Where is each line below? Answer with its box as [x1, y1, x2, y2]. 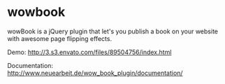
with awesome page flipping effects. [7, 34, 112, 42]
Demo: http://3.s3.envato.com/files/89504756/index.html [7, 48, 172, 56]
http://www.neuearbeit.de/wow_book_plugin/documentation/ [7, 69, 183, 77]
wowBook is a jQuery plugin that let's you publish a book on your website [7, 27, 219, 35]
